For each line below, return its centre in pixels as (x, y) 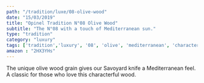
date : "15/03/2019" (31, 17)
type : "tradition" (29, 34)
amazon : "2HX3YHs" (31, 51)
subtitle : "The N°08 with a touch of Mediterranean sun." (81, 29)
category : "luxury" (31, 40)
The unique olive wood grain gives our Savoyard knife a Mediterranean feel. (101, 68)
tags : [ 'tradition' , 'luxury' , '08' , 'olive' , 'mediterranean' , (88, 46)
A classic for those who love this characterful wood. (71, 74)
